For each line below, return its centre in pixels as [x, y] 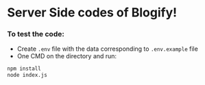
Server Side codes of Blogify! [92, 13]
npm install [24, 69]
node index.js [27, 75]
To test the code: [36, 34]
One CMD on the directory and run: [67, 56]
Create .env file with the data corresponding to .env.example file [108, 49]
